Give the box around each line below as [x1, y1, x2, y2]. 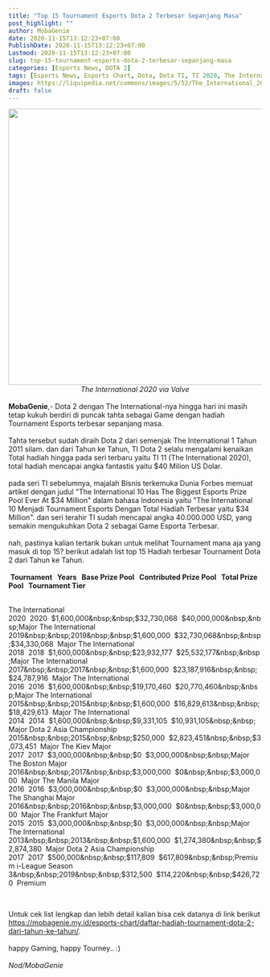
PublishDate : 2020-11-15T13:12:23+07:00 [8, 42, 146, 50]
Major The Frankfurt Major [21, 810, 108, 820]
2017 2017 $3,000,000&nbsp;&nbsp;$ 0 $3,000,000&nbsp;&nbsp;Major [8, 750, 250, 760]
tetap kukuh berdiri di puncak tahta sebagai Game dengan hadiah [8, 411, 225, 420]
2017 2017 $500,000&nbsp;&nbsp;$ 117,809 [8, 852, 155, 862]
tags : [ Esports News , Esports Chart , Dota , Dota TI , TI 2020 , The [8, 72, 235, 80]
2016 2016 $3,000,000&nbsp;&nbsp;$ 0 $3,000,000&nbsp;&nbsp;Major [8, 784, 251, 794]
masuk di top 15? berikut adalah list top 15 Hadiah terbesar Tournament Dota [8, 547, 261, 557]
